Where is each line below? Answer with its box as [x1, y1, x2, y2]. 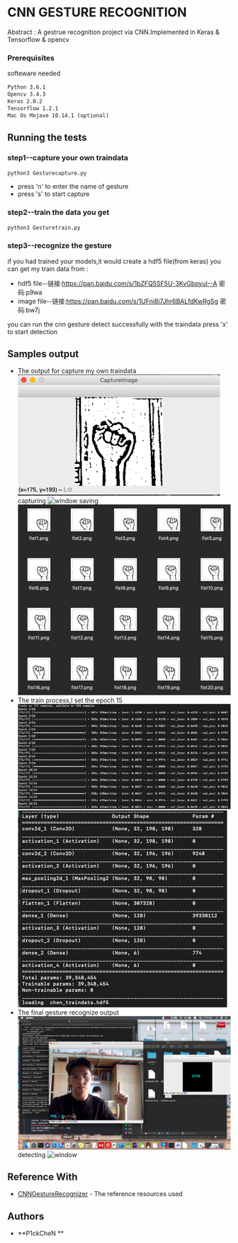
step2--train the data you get [7, 207, 110, 217]
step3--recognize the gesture [7, 241, 112, 250]
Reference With [7, 1171, 78, 1183]
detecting [17, 1150, 46, 1159]
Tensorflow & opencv [7, 35, 69, 43]
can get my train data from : [7, 264, 89, 273]
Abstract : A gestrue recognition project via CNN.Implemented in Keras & [7, 28, 220, 36]
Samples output [7, 348, 79, 360]
